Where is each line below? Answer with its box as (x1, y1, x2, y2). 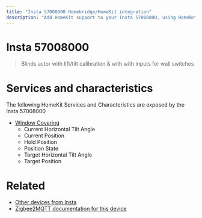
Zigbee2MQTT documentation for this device (14, 205, 127, 213)
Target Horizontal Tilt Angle (23, 151, 93, 158)
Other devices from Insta (14, 199, 77, 206)
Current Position (23, 132, 65, 139)
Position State (23, 145, 59, 152)
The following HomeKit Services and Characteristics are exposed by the (6, 101, 185, 108)
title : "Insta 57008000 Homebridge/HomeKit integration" (6, 8, 152, 15)
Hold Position (23, 139, 57, 146)
